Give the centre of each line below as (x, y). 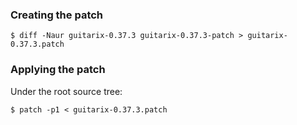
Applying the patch (58, 70)
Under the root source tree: (66, 91)
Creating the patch (57, 15)
